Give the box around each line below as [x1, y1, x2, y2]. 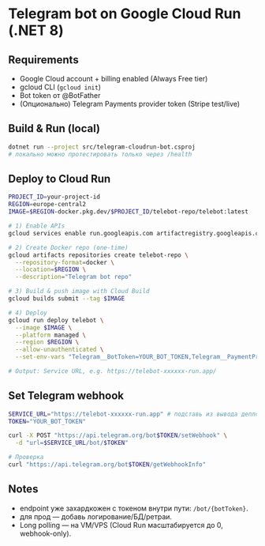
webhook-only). [19, 529, 72, 538]
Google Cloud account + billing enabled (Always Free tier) [19, 74, 208, 83]
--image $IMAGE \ [15, 323, 73, 332]
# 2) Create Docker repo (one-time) [8, 243, 129, 251]
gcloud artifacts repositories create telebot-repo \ [8, 250, 189, 259]
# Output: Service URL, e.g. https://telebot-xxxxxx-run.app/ [8, 367, 217, 375]
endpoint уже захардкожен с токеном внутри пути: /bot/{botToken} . [19, 503, 248, 513]
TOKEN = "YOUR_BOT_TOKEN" [8, 417, 87, 425]
